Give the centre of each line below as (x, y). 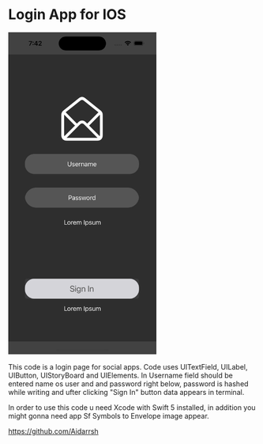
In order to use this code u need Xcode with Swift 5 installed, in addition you (132, 407)
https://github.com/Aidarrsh (53, 431)
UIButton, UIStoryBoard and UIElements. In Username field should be (120, 375)
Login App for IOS (67, 15)
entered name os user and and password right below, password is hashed (128, 383)
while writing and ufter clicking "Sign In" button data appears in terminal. (126, 392)
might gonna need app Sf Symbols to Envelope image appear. (109, 416)
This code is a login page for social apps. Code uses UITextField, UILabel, (128, 366)
